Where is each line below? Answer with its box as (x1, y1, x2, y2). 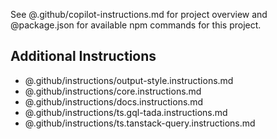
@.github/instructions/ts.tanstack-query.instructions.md (24, 117, 256, 129)
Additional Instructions (10, 48, 157, 65)
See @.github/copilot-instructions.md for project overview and (10, 9, 268, 20)
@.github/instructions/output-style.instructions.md (24, 74, 234, 86)
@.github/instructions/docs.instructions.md (24, 95, 204, 108)
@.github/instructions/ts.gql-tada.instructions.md (24, 106, 228, 118)
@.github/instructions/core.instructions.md (24, 85, 202, 97)
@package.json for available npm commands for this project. (10, 19, 262, 31)
